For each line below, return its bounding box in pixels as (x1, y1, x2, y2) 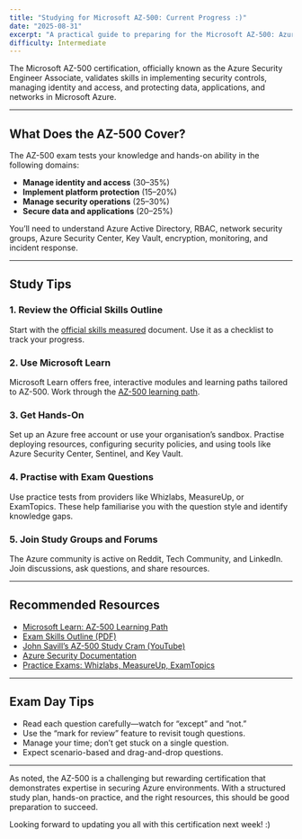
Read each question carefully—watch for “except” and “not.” (22, 717, 247, 729)
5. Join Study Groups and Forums (9, 533, 158, 546)
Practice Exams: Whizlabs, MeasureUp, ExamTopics (22, 659, 216, 671)
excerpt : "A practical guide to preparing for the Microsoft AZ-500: (9, 30, 276, 39)
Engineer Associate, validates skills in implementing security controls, (9, 73, 268, 84)
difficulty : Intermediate (9, 38, 106, 48)
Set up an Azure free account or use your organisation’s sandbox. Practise (9, 429, 285, 440)
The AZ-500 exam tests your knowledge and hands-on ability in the (9, 150, 260, 161)
